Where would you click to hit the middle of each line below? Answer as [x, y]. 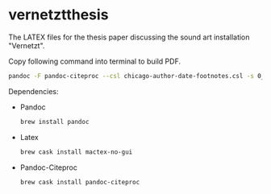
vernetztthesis [58, 15]
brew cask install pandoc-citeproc [80, 182]
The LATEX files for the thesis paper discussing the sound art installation [129, 37]
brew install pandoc [54, 122]
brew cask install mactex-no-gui [76, 152]
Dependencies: [33, 91]
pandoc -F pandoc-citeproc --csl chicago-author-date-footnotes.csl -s [131, 76]
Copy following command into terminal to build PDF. [95, 61]
